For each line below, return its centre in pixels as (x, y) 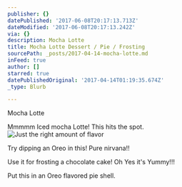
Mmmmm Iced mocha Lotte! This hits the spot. (76, 127)
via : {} (19, 34)
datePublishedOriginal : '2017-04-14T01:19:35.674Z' (86, 80)
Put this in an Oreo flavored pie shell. (61, 176)
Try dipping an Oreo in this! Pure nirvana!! (69, 148)
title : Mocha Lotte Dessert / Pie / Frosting (76, 47)
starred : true (29, 73)
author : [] (24, 67)
